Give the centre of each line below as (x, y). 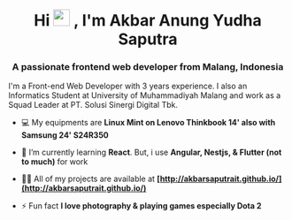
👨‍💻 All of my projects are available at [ (91, 179)
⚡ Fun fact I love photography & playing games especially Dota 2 (141, 206)
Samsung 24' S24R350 (65, 135)
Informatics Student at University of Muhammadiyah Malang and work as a (145, 95)
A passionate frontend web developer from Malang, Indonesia (148, 67)
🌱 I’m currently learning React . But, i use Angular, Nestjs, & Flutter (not (151, 152)
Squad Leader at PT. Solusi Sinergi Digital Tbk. (93, 105)
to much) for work (54, 162)
